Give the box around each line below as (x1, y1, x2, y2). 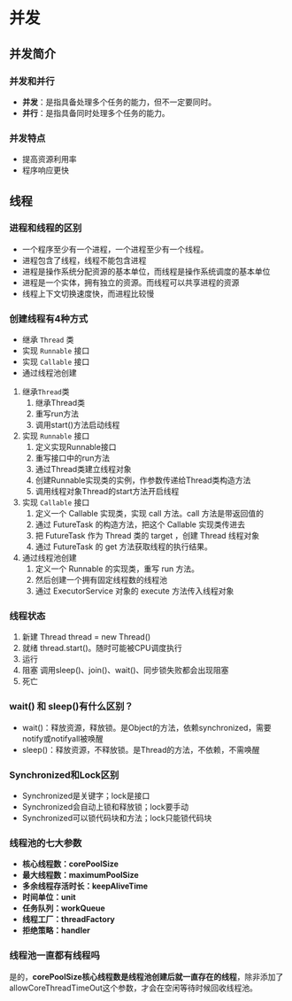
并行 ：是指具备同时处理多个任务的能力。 (21, 107, 170, 118)
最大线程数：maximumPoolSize (21, 870, 139, 881)
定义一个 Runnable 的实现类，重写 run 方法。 (35, 563, 199, 574)
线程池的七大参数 (9, 836, 82, 849)
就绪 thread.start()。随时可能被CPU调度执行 (21, 643, 183, 654)
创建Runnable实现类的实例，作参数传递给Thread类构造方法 (35, 475, 251, 485)
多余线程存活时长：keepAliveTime (21, 881, 149, 891)
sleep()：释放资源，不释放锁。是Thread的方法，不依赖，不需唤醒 (21, 744, 260, 755)
